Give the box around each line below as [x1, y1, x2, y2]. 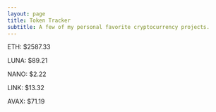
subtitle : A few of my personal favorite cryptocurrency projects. [7, 23, 210, 30]
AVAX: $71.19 [7, 97, 45, 106]
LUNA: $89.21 [7, 56, 48, 65]
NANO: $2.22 [7, 70, 47, 78]
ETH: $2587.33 [7, 43, 51, 51]
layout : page [7, 10, 46, 18]
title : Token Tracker [7, 17, 71, 24]
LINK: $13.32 [7, 84, 44, 92]
